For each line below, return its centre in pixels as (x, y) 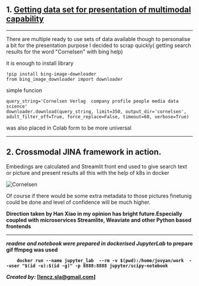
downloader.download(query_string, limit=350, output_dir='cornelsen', (96, 111)
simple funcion (24, 90)
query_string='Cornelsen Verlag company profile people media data (92, 101)
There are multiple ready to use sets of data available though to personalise (98, 39)
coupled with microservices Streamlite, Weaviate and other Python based (99, 220)
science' (17, 106)
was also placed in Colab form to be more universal (69, 128)
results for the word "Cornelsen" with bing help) (65, 51)
